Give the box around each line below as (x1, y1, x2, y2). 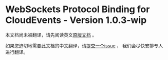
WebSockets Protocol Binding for (5, 4, 150, 15)
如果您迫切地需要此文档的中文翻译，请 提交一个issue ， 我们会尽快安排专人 (5, 42, 163, 49)
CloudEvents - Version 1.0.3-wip (5, 14, 147, 26)
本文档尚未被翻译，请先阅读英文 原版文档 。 (5, 32, 97, 38)
